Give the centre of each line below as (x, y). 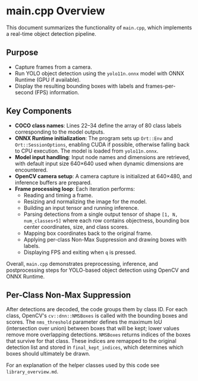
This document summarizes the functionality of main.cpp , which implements (99, 27)
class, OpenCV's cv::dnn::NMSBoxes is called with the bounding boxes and (97, 316)
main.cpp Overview (56, 11)
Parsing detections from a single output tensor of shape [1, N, (101, 214)
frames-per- (161, 86)
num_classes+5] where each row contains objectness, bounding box (106, 220)
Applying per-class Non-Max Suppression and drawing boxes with (105, 239)
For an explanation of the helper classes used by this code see (83, 365)
